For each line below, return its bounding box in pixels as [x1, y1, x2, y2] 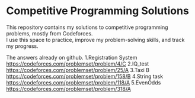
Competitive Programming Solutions [6, 4, 190, 18]
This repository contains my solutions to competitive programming [6, 24, 168, 31]
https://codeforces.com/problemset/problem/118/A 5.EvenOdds [6, 79, 161, 86]
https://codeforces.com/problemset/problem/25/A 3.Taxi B [6, 66, 150, 73]
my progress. [6, 43, 39, 50]
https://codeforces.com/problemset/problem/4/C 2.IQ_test [6, 60, 149, 67]
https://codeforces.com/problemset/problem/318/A [6, 85, 132, 92]
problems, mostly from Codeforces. [6, 30, 93, 37]
